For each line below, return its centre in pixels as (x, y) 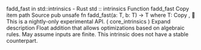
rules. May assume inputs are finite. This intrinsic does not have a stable (97, 34)
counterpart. (22, 41)
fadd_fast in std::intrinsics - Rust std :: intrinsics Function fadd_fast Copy (98, 9)
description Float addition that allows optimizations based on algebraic (96, 28)
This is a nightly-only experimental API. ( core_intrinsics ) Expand (89, 21)
